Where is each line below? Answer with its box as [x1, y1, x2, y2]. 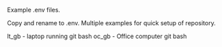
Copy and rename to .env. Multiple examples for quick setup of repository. [7, 19, 217, 27]
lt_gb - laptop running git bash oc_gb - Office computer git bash [7, 32, 187, 40]
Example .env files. [7, 6, 60, 14]
